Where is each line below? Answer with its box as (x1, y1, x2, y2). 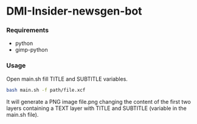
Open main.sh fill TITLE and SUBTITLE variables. (6, 75, 128, 83)
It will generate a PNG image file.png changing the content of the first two (6, 98, 192, 105)
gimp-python (15, 46, 48, 53)
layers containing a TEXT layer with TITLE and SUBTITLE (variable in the (6, 105, 187, 112)
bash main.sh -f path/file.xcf (6, 87, 86, 93)
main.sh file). (6, 111, 39, 118)
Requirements (6, 26, 49, 35)
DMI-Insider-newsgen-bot (6, 4, 142, 18)
